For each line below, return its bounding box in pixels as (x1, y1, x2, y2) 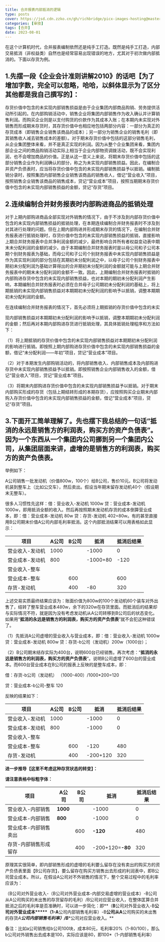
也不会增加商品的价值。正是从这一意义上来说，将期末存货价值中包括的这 (13, 153, 160, 160)
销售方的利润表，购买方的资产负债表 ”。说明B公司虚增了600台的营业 (13, 656, 151, 662)
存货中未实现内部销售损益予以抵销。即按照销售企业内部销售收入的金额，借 (5, 366, 156, 372)
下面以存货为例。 (18, 56, 53, 62)
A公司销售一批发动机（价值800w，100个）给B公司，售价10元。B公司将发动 (5, 478, 158, 484)
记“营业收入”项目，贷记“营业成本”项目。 (5, 372, 86, 378)
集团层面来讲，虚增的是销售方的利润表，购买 (24, 445, 160, 453)
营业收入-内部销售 (7, 806, 51, 813)
